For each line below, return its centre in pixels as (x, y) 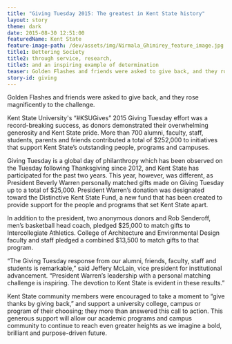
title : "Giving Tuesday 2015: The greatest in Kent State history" (106, 13)
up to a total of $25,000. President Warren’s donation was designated (106, 190)
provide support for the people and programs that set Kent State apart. (108, 205)
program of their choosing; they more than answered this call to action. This (115, 311)
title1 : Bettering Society (46, 52)
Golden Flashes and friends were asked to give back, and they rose (103, 97)
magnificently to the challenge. (51, 105)
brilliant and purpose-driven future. (57, 333)
